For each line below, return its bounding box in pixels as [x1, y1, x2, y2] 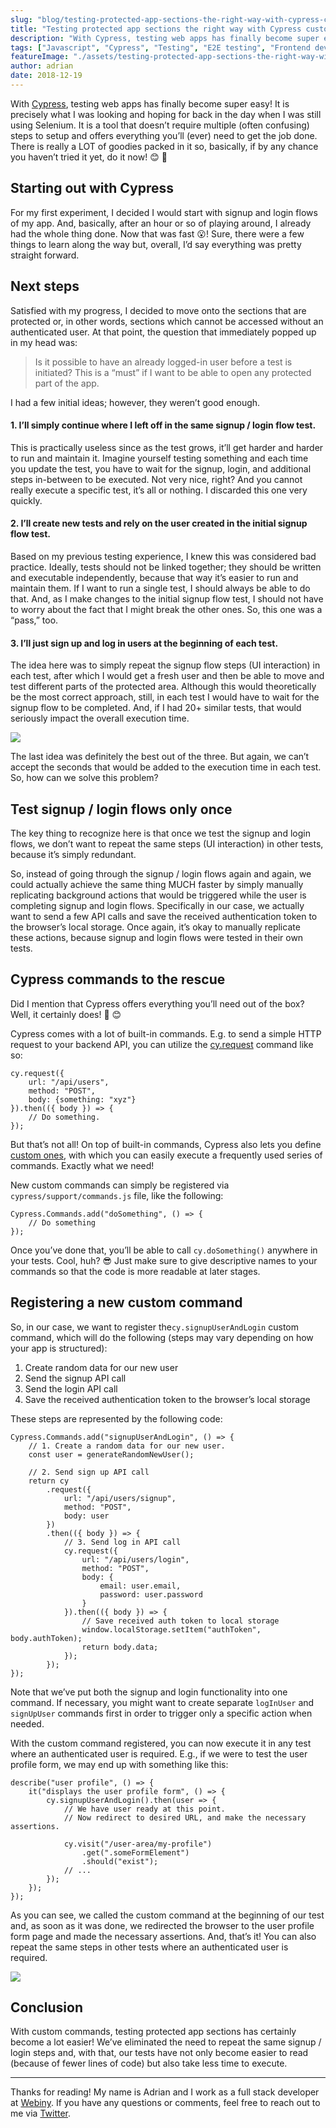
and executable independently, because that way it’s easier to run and [10, 571, 299, 583]
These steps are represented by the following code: [10, 1412, 223, 1425]
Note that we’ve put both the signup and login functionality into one [10, 1686, 288, 1698]
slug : [10, 14, 33, 25]
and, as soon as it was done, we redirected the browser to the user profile [10, 1919, 315, 1931]
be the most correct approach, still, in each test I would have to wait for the [10, 691, 320, 703]
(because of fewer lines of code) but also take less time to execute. [10, 2057, 288, 2070]
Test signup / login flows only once [10, 801, 233, 818]
